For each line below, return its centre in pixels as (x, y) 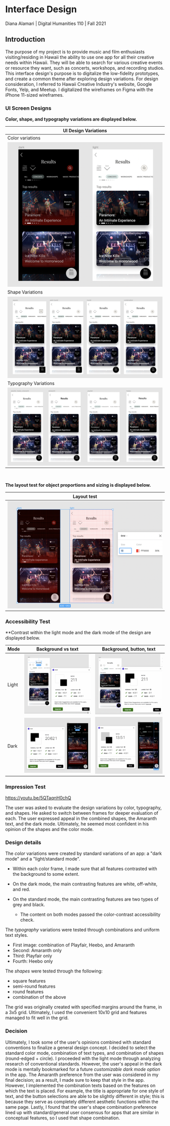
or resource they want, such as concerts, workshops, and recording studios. (85, 68)
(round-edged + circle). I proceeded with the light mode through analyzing (83, 1058)
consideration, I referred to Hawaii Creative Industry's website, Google (79, 84)
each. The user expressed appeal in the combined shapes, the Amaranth (81, 818)
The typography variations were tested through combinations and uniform (82, 930)
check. (27, 920)
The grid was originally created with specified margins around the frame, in (84, 1007)
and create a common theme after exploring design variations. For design (82, 79)
